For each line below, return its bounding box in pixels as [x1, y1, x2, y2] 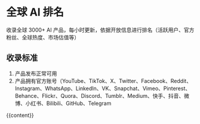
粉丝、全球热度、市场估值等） [6, 33, 79, 41]
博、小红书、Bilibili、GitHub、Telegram [14, 100, 112, 107]
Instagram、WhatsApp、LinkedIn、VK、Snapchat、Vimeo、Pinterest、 [14, 85, 191, 92]
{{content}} [6, 111, 34, 119]
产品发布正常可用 [14, 70, 57, 77]
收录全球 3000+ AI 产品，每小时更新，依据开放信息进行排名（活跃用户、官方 [6, 26, 195, 33]
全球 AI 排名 [6, 5, 64, 19]
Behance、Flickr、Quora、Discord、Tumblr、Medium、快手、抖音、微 [14, 92, 190, 99]
